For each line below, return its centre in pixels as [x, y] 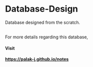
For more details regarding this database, [46, 37]
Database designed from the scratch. [43, 22]
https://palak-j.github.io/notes [37, 59]
